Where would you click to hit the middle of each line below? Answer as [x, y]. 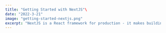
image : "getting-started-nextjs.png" [44, 18]
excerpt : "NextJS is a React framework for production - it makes [75, 23]
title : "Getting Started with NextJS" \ [46, 9]
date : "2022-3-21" [24, 14]
